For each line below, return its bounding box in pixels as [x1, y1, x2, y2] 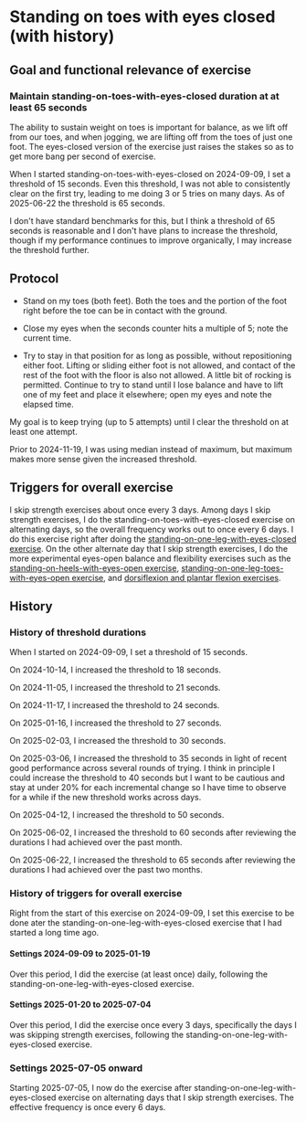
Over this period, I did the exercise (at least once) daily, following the [9, 969, 269, 979]
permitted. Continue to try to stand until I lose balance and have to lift [22, 379, 284, 390]
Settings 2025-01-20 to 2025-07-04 [9, 999, 152, 1011]
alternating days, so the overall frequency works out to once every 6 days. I [9, 524, 294, 535]
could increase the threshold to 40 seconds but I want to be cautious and [9, 772, 286, 783]
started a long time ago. [9, 927, 100, 938]
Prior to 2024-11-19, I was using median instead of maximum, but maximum [9, 443, 292, 454]
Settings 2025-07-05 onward [9, 1062, 143, 1074]
